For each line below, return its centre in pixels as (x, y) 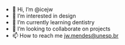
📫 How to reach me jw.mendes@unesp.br (65, 36)
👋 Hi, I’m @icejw (32, 9)
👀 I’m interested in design (44, 16)
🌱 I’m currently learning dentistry (53, 22)
